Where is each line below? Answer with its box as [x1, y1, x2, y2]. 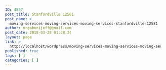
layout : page [5, 35, 32, 40]
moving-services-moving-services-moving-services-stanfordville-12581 [9, 21, 158, 26]
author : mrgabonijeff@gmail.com [5, 26, 72, 31]
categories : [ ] [5, 58, 39, 63]
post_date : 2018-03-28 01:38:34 [5, 30, 72, 35]
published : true [5, 48, 39, 53]
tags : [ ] [5, 53, 26, 58]
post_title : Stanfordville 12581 [5, 12, 74, 17]
